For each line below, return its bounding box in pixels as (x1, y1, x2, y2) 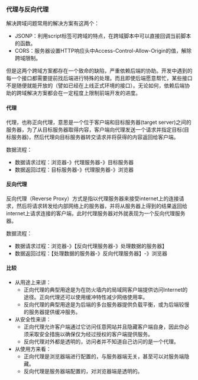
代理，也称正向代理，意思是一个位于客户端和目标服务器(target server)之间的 (6, 119, 192, 126)
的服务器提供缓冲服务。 (23, 308, 81, 315)
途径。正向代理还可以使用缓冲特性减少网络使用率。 (23, 293, 148, 301)
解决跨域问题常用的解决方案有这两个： (6, 20, 99, 27)
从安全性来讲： (14, 315, 51, 322)
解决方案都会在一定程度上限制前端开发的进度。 (26, 90, 141, 97)
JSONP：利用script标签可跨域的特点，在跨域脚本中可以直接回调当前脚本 (14, 33, 191, 40)
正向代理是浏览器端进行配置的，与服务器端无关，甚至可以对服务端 (23, 353, 184, 360)
